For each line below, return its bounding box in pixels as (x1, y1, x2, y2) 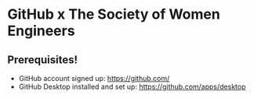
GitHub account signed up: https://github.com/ (18, 74, 170, 83)
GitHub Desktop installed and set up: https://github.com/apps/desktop (18, 82, 246, 91)
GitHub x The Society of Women (7, 5, 220, 23)
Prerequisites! (7, 53, 78, 66)
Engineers (7, 22, 75, 40)
